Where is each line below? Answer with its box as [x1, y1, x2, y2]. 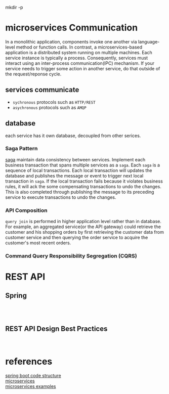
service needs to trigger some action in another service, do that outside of [5, 65, 160, 71]
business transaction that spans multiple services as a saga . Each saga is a [5, 162, 160, 168]
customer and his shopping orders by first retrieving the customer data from [5, 229, 164, 235]
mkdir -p [5, 5, 23, 10]
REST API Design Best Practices [5, 325, 108, 333]
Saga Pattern [5, 145, 38, 152]
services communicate [5, 85, 79, 94]
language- [138, 38, 160, 45]
